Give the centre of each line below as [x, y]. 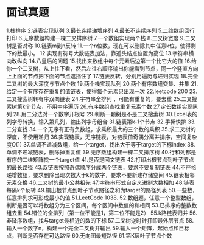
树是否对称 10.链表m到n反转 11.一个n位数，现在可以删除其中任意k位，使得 [98, 46]
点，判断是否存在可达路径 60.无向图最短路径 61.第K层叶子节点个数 [89, 235]
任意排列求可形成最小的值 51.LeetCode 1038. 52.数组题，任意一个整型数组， [102, 198]
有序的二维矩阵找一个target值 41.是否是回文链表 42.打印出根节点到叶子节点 [100, 159]
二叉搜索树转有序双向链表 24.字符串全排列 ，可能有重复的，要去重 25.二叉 [99, 98]
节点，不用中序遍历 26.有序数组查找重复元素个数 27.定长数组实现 [111, 106]
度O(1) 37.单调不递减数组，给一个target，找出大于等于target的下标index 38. [101, 144]
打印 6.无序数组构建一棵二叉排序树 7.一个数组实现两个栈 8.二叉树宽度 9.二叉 [101, 38]
